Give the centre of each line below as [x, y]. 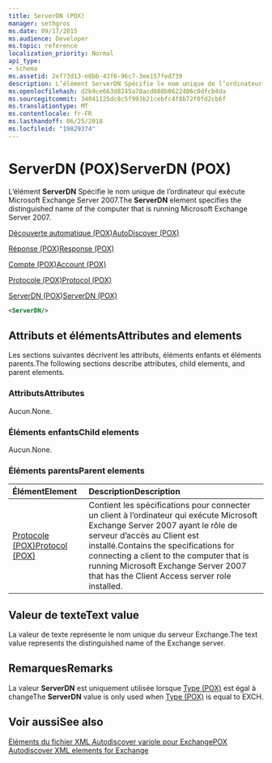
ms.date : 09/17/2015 [43, 31]
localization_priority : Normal [61, 53]
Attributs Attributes [47, 394]
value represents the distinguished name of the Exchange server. [117, 643]
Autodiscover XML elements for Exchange [79, 750]
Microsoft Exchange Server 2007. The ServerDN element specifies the [125, 200]
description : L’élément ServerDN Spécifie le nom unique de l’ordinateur [136, 83]
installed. [106, 586]
